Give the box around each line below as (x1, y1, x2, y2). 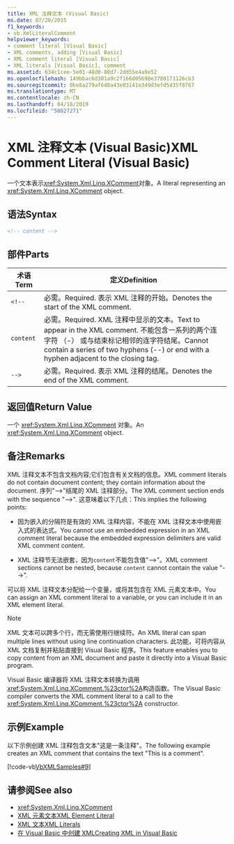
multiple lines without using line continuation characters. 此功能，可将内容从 (7, 637, 226, 645)
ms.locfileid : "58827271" (7, 107, 82, 114)
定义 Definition (110, 275, 158, 285)
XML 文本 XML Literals (17, 820, 81, 829)
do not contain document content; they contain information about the (7, 478, 205, 486)
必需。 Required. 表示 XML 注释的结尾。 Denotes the (44, 367, 212, 376)
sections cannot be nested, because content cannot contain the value (17, 563, 218, 571)
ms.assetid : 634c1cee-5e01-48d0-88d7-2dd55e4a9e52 (7, 68, 157, 75)
